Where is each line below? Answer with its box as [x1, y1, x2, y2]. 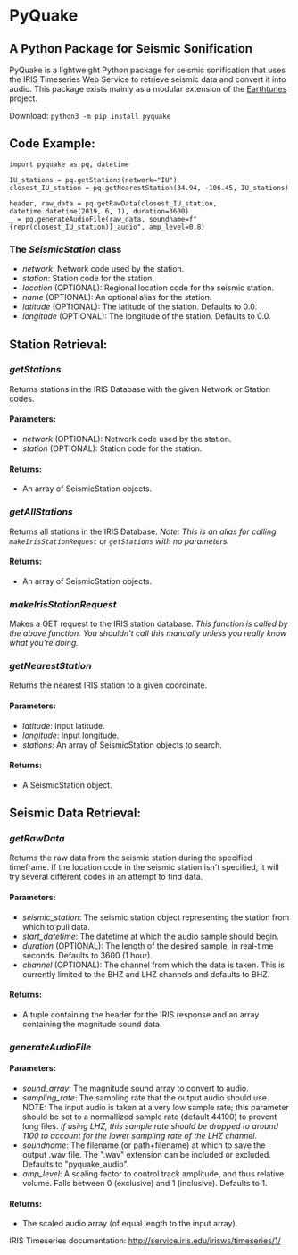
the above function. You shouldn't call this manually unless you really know [9, 628, 287, 639]
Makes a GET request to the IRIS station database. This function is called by [9, 618, 288, 629]
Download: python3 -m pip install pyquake [9, 111, 171, 121]
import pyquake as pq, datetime [9, 160, 129, 169]
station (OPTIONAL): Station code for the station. [21, 443, 203, 454]
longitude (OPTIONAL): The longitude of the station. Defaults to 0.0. [21, 311, 271, 322]
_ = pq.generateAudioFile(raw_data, [9, 214, 145, 223]
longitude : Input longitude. [21, 730, 120, 740]
